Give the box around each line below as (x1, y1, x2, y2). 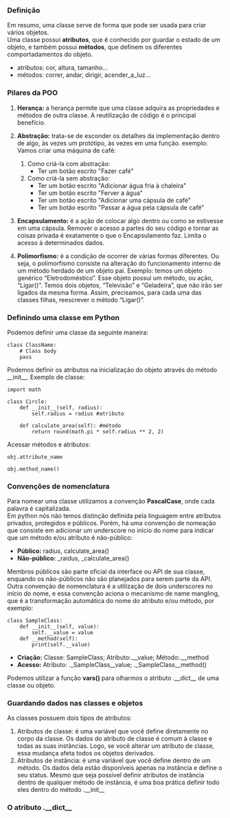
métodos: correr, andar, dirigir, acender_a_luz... (16, 71, 151, 79)
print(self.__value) (32, 641, 91, 648)
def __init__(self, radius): (19, 404, 103, 411)
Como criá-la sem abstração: (27, 174, 110, 182)
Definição (7, 5, 41, 15)
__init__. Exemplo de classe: (7, 373, 85, 381)
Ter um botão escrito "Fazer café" (37, 167, 134, 175)
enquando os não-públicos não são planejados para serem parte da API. (7, 575, 212, 583)
